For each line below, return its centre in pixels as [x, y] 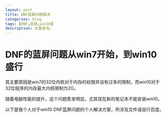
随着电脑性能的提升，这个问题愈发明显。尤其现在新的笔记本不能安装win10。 [84, 99]
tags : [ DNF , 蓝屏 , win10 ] [29, 24]
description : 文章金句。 [29, 28]
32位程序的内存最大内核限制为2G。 [42, 88]
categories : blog [23, 19]
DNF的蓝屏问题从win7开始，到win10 [81, 55]
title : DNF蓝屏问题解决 [28, 14]
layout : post [19, 10]
